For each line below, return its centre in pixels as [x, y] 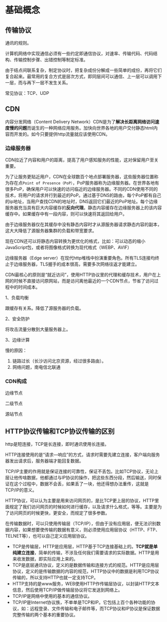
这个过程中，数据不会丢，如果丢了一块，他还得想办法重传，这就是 [81, 484]
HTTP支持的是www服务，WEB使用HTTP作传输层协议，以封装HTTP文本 [86, 584]
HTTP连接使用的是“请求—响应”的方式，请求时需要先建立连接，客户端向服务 [83, 455]
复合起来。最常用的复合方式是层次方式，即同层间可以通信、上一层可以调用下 [83, 76]
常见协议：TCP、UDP [27, 93]
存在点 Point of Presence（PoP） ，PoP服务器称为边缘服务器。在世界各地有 [84, 183]
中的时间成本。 [25, 287]
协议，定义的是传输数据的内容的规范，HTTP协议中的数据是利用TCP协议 [86, 571]
